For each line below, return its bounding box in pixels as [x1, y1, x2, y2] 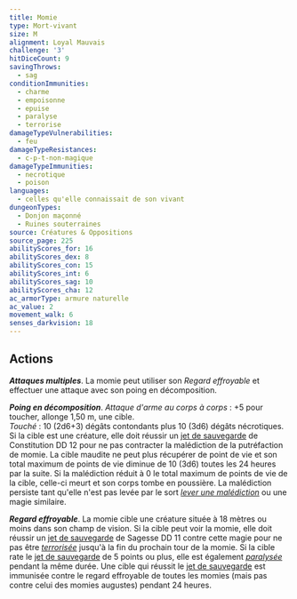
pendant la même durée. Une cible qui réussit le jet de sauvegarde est [9, 561, 266, 571]
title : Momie [9, 12, 58, 22]
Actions [9, 352, 53, 367]
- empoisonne [17, 95, 66, 105]
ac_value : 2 [9, 302, 53, 311]
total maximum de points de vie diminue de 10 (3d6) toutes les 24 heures [9, 459, 277, 469]
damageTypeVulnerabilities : [9, 129, 114, 138]
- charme [17, 87, 50, 96]
